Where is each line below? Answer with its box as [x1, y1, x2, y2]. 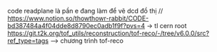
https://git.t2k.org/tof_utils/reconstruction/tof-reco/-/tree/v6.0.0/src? [7, 29, 209, 37]
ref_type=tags [7, 37, 49, 45]
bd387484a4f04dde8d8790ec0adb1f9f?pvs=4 [7, 22, 146, 30]
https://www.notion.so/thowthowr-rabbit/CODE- [7, 14, 149, 22]
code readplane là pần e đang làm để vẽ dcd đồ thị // [7, 7, 163, 15]
